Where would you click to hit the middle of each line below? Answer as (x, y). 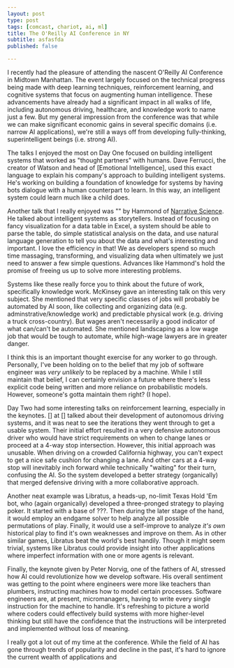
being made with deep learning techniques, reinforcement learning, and (110, 87)
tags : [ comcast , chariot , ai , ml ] (58, 27)
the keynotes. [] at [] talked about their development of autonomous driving (116, 415)
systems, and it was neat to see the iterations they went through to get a (111, 423)
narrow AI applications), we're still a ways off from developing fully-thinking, (117, 132)
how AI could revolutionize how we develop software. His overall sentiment (115, 576)
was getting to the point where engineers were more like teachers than (109, 584)
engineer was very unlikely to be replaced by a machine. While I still (105, 372)
